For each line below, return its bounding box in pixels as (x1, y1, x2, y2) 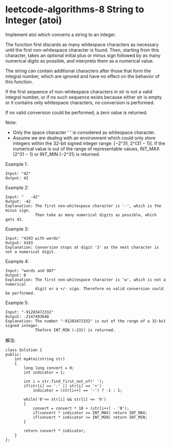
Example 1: (5, 161, 28, 167)
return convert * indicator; (24, 428, 86, 433)
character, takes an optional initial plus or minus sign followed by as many (5, 52, 161, 59)
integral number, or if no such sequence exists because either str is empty (5, 94, 162, 100)
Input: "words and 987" (5, 268, 56, 273)
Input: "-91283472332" (5, 309, 54, 315)
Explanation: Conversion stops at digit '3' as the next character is (5, 245, 159, 250)
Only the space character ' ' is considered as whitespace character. (12, 129, 156, 135)
